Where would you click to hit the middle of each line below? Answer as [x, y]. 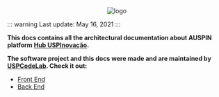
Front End [31, 79]
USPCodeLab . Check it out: [47, 66]
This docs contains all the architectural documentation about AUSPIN [109, 38]
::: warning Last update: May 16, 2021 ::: [64, 24]
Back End [31, 87]
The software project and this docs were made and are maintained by [109, 59]
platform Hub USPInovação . [48, 45]
